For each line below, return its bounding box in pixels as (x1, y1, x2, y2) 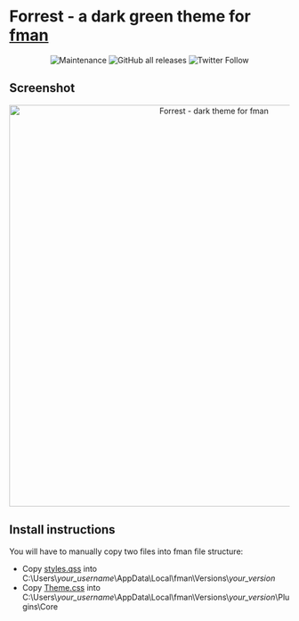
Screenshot (9, 80, 76, 95)
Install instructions (9, 522, 116, 537)
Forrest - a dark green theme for (9, 6, 251, 27)
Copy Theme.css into (21, 582, 101, 592)
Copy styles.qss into (21, 563, 98, 574)
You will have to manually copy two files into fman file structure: (9, 546, 244, 557)
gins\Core (21, 600, 59, 612)
